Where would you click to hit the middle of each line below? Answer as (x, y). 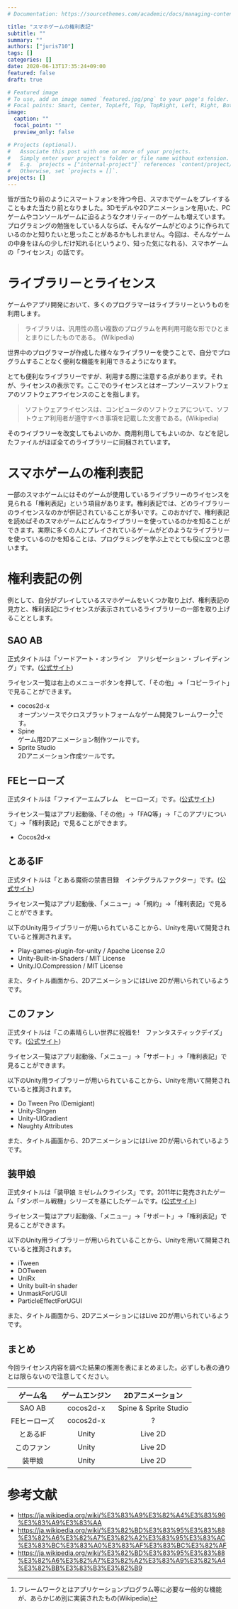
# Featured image (33, 92)
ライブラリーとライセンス (82, 284)
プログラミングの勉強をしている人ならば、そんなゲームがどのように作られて (119, 225)
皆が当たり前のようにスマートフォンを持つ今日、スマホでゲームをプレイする (119, 199)
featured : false (31, 73)
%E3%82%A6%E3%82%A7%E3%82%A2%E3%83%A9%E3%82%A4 (121, 1561)
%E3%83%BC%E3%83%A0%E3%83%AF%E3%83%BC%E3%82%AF (122, 1546)
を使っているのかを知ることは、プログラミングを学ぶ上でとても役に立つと (116, 539)
